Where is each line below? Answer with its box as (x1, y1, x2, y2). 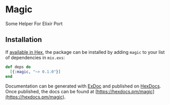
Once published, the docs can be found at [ (5, 89, 98, 95)
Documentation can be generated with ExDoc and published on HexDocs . (5, 83, 161, 89)
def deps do (5, 64, 31, 70)
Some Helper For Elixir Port (5, 20, 63, 27)
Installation (5, 35, 42, 44)
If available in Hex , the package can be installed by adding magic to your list (5, 49, 165, 55)
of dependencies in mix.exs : (5, 54, 65, 60)
